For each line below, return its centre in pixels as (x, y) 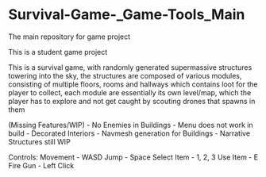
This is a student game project (58, 52)
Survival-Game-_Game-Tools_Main (127, 15)
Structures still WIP (40, 141)
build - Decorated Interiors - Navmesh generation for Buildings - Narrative (129, 133)
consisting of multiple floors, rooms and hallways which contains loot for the (133, 84)
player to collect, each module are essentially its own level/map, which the (130, 92)
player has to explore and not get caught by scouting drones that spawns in (132, 101)
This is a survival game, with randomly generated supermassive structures (130, 67)
